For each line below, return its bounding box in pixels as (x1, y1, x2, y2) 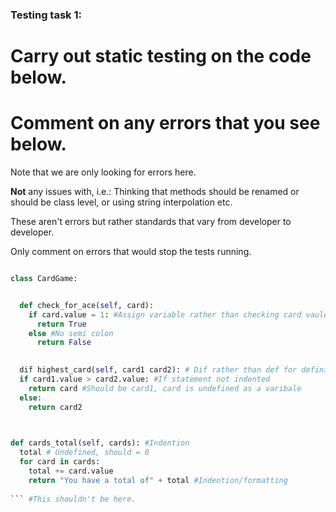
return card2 (28, 402, 83, 412)
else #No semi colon (28, 328, 114, 338)
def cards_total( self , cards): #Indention (10, 438, 190, 448)
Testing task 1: (10, 8, 82, 22)
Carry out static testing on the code (10, 45, 312, 68)
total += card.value (28, 466, 114, 477)
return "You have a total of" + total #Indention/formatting (28, 475, 288, 485)
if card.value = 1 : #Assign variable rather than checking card (28, 309, 302, 320)
